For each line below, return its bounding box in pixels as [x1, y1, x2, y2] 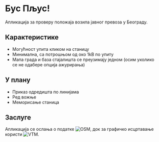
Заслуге [5, 113, 31, 122]
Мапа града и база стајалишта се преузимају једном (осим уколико [12, 57, 155, 62]
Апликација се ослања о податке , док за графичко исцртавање [5, 126, 154, 132]
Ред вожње [12, 94, 37, 100]
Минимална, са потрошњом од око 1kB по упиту [12, 51, 114, 57]
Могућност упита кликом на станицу [12, 46, 90, 52]
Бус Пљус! [5, 3, 50, 14]
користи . [5, 131, 39, 137]
